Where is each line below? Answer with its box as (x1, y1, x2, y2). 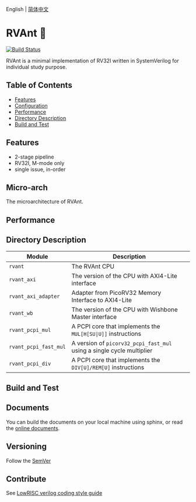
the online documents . (6, 424, 60, 432)
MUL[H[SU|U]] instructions (71, 329, 142, 338)
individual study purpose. (6, 63, 67, 70)
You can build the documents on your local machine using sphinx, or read (6, 418, 183, 425)
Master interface (71, 312, 117, 321)
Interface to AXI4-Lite (71, 295, 132, 304)
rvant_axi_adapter (9, 293, 60, 300)
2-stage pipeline (14, 153, 54, 160)
